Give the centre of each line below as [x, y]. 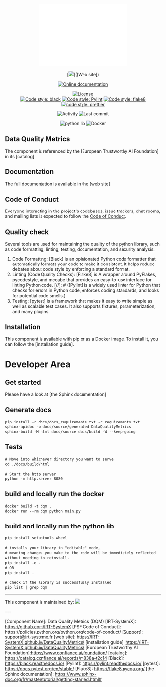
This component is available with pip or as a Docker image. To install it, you [82, 339]
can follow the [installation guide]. [40, 344]
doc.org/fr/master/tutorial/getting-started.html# [54, 679]
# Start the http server [31, 474]
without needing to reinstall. [37, 558]
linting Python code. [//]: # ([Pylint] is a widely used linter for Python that [86, 285]
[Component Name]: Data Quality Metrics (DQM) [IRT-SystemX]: [71, 621]
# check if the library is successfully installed [58, 583]
